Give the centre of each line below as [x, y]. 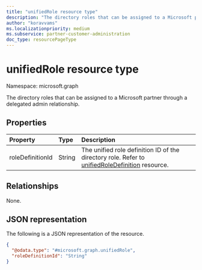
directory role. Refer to [113, 157]
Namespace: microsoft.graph [42, 86]
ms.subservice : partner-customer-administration [68, 34]
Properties [26, 123]
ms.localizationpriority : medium [48, 28]
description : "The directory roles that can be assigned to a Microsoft [99, 17]
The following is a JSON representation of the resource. [75, 234]
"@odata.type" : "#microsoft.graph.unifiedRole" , [74, 250]
